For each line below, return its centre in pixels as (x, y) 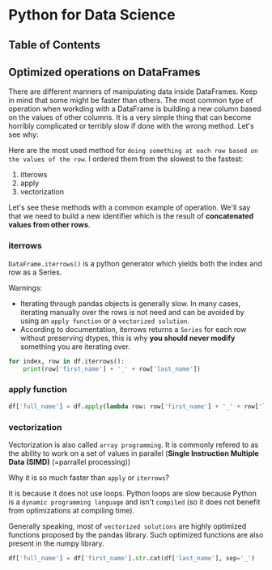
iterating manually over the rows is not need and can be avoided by (132, 312)
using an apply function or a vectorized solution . (105, 321)
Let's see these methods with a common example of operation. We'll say (130, 207)
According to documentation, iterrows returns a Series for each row (133, 329)
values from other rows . (49, 225)
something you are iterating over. (75, 347)
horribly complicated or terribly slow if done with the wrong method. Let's (132, 126)
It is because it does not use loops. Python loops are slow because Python (133, 493)
